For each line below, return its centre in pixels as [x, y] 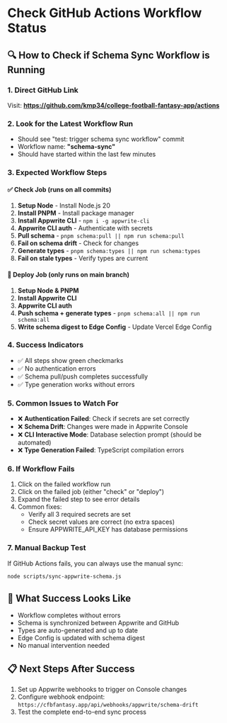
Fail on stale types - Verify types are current [83, 258]
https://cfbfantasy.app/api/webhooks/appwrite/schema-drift [108, 705]
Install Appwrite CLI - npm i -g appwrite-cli [83, 220]
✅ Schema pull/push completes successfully [83, 376]
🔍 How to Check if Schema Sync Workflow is [109, 55]
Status [27, 28]
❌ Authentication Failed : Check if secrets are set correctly [103, 419]
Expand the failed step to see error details [78, 499]
